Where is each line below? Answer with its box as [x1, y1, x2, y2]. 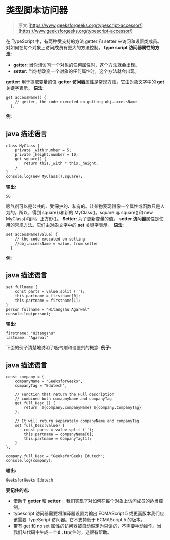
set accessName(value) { [6, 232, 58, 237]
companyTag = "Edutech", [15, 383, 67, 388]
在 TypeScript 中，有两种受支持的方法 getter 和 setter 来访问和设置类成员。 [6, 38, 162, 44]
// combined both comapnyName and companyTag [15, 396, 112, 401]
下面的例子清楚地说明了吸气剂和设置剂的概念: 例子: [6, 344, 111, 350]
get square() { [15, 156, 47, 161]
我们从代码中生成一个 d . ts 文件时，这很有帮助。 [13, 529, 112, 535]
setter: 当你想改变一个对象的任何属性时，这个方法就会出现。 [13, 68, 139, 74]
